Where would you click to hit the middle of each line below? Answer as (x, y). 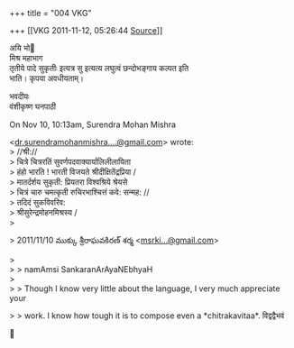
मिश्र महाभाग (26, 58)
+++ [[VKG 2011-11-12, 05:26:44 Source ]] (86, 30)
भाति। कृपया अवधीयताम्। (46, 78)
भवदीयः (19, 96)
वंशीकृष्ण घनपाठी (33, 106)
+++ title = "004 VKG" (51, 13)
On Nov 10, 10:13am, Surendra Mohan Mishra (93, 124)
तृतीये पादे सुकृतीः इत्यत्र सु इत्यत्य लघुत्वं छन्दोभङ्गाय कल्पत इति (99, 68)
